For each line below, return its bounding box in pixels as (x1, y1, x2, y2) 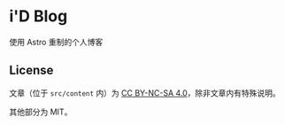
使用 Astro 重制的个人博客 (9, 36, 104, 47)
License (9, 63, 54, 78)
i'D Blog (9, 6, 68, 27)
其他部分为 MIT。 (9, 106, 73, 117)
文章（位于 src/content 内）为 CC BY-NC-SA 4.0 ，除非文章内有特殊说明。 (9, 87, 281, 98)
